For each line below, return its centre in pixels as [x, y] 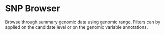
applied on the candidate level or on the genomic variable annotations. [77, 27]
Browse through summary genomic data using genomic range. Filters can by [83, 22]
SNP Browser [33, 9]
